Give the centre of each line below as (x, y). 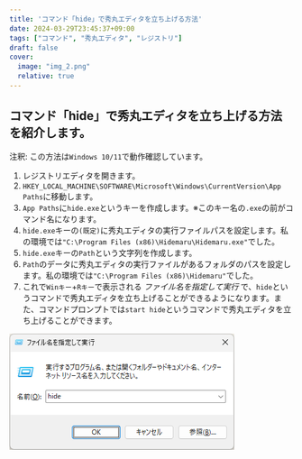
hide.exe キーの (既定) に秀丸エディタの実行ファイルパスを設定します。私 (155, 230)
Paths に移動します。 (60, 196)
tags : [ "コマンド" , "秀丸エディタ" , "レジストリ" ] (96, 38)
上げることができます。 (73, 320)
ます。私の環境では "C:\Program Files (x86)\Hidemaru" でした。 (140, 275)
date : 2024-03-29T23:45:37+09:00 (72, 28)
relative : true (46, 77)
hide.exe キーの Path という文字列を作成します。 (110, 252)
